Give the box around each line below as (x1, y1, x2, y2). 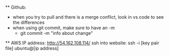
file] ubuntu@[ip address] (5, 45, 59, 51)
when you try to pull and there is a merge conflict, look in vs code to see (12, 14, 164, 20)
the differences (12, 20, 45, 25)
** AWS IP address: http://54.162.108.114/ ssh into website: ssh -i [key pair (5, 40, 159, 46)
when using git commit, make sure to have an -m (12, 25, 115, 31)
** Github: (5, 5, 26, 10)
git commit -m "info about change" (20, 30, 93, 36)
